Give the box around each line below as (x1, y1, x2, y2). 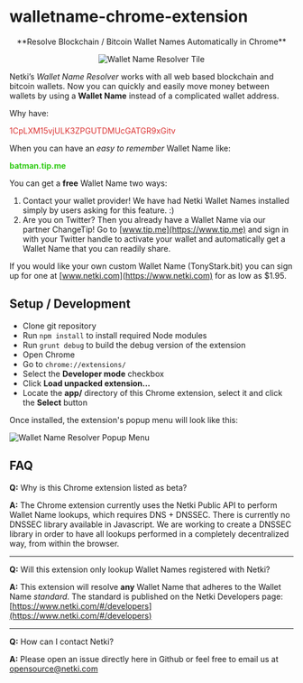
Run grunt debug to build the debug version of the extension (22, 339, 246, 350)
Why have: (9, 107, 50, 118)
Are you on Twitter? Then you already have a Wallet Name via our (22, 214, 266, 225)
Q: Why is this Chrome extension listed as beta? (9, 482, 188, 493)
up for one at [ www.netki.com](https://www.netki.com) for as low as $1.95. (9, 270, 287, 281)
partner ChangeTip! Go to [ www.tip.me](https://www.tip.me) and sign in (22, 224, 289, 235)
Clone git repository (22, 320, 96, 331)
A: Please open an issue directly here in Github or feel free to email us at (9, 653, 280, 664)
